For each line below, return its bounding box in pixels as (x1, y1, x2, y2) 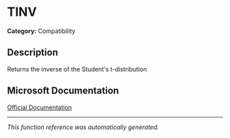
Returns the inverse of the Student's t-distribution (7, 65, 147, 73)
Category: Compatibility (7, 27, 76, 35)
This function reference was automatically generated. (7, 123, 159, 131)
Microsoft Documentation (7, 85, 119, 97)
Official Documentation (7, 103, 73, 111)
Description (7, 47, 58, 58)
